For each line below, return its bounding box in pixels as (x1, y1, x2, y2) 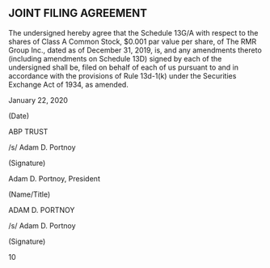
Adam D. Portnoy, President (8, 173, 101, 183)
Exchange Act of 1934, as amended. (8, 79, 129, 89)
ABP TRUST (8, 126, 49, 136)
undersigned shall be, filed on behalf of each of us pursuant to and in (8, 62, 238, 72)
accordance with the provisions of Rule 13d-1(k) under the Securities (8, 70, 237, 80)
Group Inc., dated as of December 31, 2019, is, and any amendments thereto (8, 45, 263, 55)
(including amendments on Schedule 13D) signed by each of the (8, 53, 222, 63)
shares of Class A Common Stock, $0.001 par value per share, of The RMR (8, 36, 257, 46)
